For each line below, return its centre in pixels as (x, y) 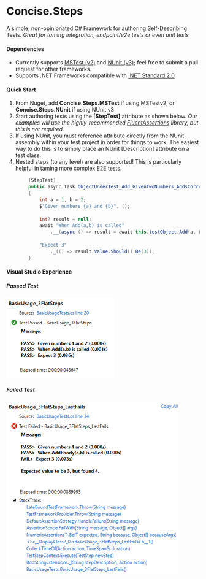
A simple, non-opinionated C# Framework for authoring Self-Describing (97, 28)
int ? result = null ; (65, 219)
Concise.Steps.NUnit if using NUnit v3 (65, 110)
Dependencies (25, 49)
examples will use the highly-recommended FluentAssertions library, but (107, 123)
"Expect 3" (53, 245)
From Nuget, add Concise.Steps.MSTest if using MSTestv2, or (95, 103)
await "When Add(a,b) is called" (82, 226)
